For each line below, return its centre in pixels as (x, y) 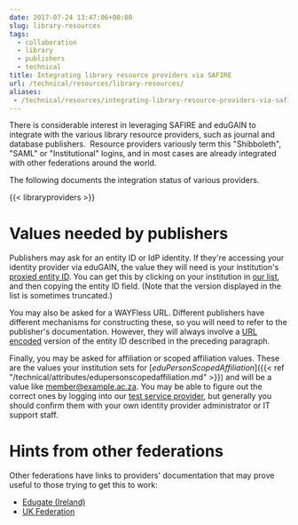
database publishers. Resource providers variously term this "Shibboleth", (145, 144)
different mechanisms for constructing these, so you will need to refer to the (149, 322)
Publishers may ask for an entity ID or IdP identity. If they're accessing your (147, 258)
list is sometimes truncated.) (61, 296)
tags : (19, 34)
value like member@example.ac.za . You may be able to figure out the (136, 386)
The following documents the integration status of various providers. (134, 180)
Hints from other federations (117, 451)
